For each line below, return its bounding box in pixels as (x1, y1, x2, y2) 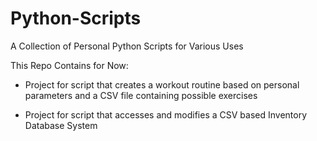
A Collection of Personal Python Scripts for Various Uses (10, 40, 244, 52)
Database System (24, 119, 98, 131)
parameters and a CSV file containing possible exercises (24, 89, 258, 101)
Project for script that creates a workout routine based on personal (24, 78, 300, 91)
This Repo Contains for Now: (10, 59, 129, 71)
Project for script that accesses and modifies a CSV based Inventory (24, 108, 308, 121)
